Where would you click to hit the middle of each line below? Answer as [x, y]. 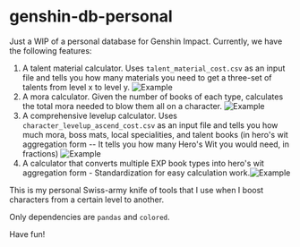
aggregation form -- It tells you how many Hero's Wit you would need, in [155, 144]
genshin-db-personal [91, 17]
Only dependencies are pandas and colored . [90, 217]
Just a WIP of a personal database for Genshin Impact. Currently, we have [146, 41]
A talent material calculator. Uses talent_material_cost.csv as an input [154, 68]
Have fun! [27, 234]
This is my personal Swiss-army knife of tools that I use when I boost [137, 190]
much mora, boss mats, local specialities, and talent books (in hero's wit [155, 134]
